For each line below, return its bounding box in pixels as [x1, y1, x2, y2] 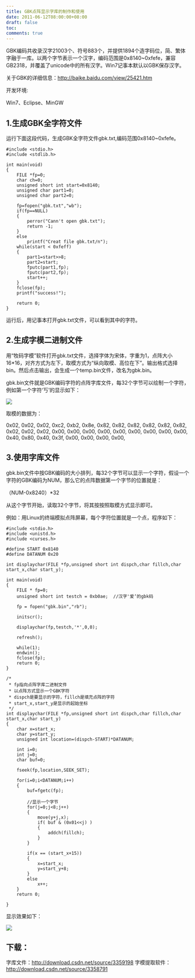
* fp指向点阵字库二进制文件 [8, 681, 67, 688]
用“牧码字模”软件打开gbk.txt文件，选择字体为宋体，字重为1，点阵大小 [6, 352, 173, 359]
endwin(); [16, 650, 41, 656]
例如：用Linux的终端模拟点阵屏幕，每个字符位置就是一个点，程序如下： [6, 514, 178, 521]
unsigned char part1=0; [16, 187, 75, 193]
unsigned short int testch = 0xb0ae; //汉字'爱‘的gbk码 [16, 593, 154, 599]
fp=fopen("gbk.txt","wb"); [16, 203, 82, 209]
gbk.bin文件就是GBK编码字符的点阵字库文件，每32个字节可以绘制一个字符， [6, 379, 190, 386]
